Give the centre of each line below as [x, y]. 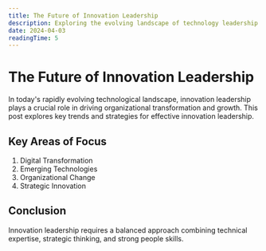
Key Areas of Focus [58, 141]
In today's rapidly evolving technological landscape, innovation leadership [130, 100]
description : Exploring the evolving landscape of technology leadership [133, 23]
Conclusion [37, 211]
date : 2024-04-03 [37, 30]
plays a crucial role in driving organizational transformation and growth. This [133, 108]
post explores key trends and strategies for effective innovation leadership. [131, 116]
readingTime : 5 [33, 38]
